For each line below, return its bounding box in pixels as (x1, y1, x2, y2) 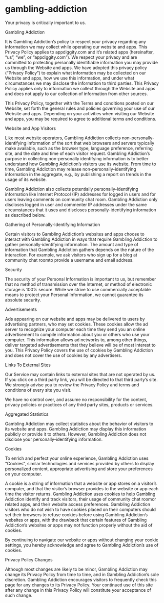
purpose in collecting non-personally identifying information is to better (5, 155, 149, 161)
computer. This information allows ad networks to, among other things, (5, 337, 148, 343)
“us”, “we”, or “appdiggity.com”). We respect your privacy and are (5, 54, 138, 60)
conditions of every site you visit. (5, 387, 72, 393)
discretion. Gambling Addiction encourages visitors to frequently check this (5, 577, 157, 582)
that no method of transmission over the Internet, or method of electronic (5, 281, 152, 287)
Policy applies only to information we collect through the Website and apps (5, 85, 156, 91)
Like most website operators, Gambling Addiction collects (5, 135, 121, 141)
